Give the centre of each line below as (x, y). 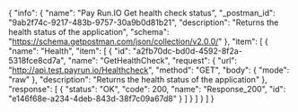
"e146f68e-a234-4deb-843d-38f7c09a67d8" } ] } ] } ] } (111, 99)
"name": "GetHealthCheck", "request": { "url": (153, 60)
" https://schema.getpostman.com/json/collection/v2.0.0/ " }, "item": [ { (138, 41)
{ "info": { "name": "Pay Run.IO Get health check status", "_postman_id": (142, 13)
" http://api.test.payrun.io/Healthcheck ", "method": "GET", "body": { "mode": (149, 70)
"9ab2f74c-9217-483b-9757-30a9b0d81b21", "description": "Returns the (144, 22)
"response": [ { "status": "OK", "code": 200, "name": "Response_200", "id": (147, 89)
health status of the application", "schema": (89, 32)
